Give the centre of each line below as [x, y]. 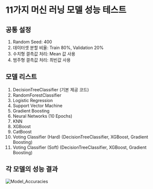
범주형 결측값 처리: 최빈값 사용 [42, 60]
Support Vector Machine [38, 106]
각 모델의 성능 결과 [32, 169]
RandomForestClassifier [37, 95]
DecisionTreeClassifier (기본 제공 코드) [51, 89]
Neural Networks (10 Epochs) [43, 116]
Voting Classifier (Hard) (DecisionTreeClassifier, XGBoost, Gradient [80, 137]
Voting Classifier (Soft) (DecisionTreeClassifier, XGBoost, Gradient [79, 147]
